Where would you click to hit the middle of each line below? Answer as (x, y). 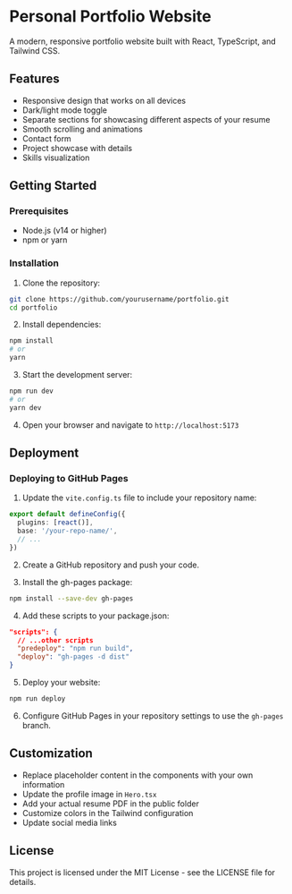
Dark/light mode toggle (65, 110)
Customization (51, 754)
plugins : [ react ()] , (55, 523)
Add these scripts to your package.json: (96, 616)
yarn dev (25, 408)
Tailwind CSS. (35, 50)
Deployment (44, 453)
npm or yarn (45, 240)
